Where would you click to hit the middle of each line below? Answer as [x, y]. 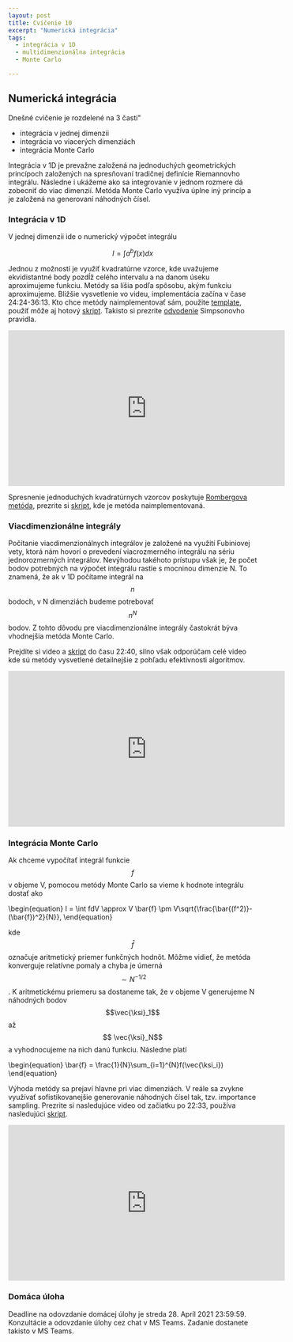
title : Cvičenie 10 [40, 23]
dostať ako [26, 893]
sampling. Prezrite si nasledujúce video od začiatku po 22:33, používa [122, 1105]
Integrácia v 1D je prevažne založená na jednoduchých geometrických [122, 165]
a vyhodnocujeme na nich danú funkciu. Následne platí [98, 1049]
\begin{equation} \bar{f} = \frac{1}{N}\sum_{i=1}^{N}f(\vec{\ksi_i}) [116, 1064]
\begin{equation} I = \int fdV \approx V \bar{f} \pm [90, 908]
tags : [17, 38]
